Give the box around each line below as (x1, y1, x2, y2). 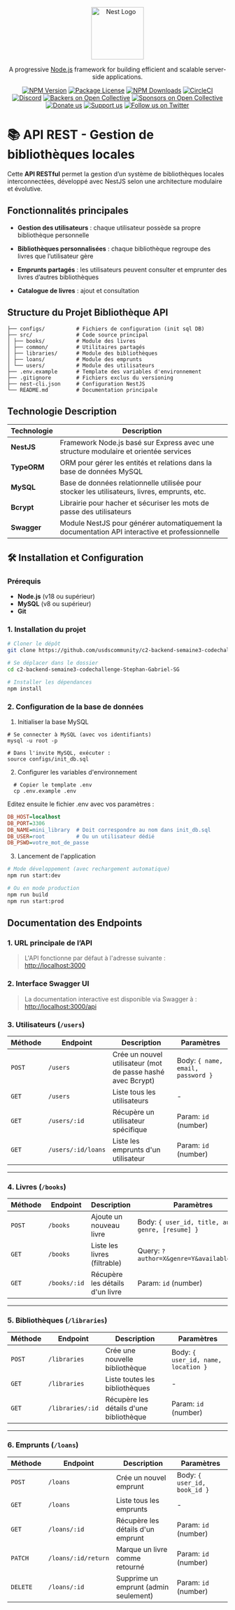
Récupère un (112, 1107, 155, 1117)
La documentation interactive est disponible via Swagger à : (24, 994, 197, 1003)
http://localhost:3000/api (24, 1002, 97, 1010)
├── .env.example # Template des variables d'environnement (7, 368, 201, 375)
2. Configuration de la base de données (7, 702, 144, 712)
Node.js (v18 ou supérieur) (17, 592, 96, 601)
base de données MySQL (59, 467, 143, 476)
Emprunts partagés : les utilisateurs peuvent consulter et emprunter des (17, 265, 227, 274)
